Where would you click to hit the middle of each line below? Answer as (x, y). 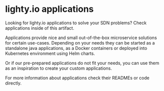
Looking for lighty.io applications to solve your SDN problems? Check (76, 23)
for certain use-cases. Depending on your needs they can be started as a (80, 43)
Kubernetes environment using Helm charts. (50, 53)
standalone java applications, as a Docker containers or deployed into (76, 48)
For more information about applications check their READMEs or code (77, 78)
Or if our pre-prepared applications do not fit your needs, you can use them (82, 63)
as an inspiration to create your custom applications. (59, 68)
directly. (13, 83)
